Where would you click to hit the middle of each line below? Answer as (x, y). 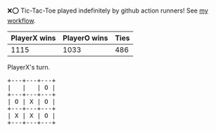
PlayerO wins (85, 38)
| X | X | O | (32, 115)
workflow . (21, 21)
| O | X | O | (32, 101)
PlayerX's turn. (29, 67)
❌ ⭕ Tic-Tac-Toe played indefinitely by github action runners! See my (108, 11)
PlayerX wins (33, 38)
